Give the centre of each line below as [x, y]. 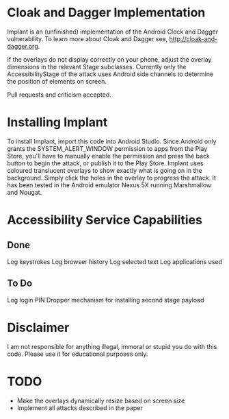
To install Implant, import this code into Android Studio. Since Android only [112, 141]
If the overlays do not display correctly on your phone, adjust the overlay [109, 59]
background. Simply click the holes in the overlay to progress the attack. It [112, 178]
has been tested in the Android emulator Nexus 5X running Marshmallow [109, 185]
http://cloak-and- [193, 38]
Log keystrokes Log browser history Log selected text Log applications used [114, 261]
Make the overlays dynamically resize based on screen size [101, 400]
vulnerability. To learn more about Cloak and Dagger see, [87, 38]
